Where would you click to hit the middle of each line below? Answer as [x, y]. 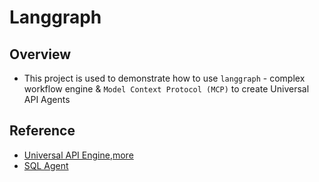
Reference [42, 131]
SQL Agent [46, 165]
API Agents [47, 99]
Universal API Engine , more [78, 155]
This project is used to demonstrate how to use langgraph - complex [164, 78]
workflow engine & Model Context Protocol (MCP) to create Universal [166, 89]
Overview [40, 54]
